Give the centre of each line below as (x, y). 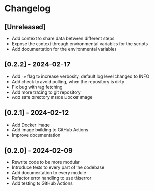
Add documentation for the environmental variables (64, 49)
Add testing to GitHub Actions (42, 183)
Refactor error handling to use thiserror (52, 178)
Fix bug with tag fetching (37, 87)
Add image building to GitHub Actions (50, 130)
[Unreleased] (25, 27)
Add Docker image (31, 125)
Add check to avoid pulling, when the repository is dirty (68, 81)
